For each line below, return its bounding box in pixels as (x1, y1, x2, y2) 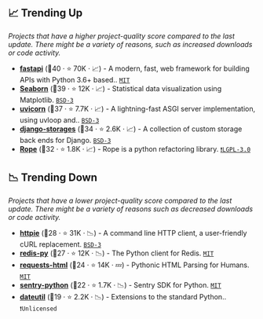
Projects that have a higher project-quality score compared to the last (8, 31, 236, 41)
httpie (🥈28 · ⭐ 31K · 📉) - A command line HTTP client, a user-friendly (19, 228, 247, 237)
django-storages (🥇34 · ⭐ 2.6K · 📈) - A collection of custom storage (19, 124, 243, 134)
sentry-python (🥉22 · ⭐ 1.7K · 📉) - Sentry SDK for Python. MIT (19, 280, 221, 289)
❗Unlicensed (19, 305, 57, 313)
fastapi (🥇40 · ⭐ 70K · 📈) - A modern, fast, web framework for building (19, 64, 250, 73)
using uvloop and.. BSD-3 (19, 115, 100, 124)
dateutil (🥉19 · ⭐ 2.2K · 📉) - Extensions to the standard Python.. (19, 291, 227, 301)
